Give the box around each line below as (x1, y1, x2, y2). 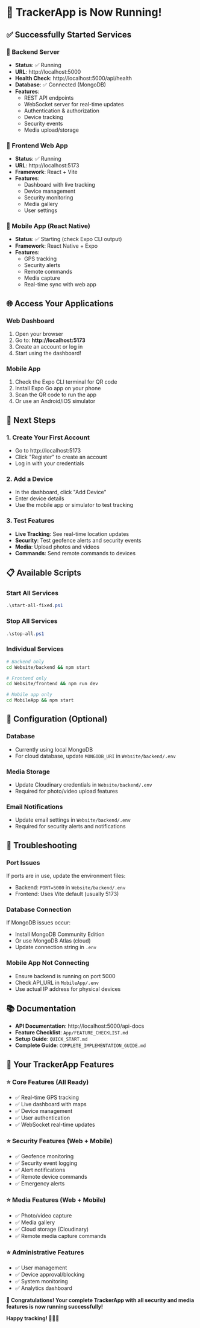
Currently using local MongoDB (14, 746, 93, 753)
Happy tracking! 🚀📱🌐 (6, 1314, 59, 1322)
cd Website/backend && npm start (6, 664, 90, 670)
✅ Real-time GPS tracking (14, 1094, 80, 1101)
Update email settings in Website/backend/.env (14, 816, 131, 824)
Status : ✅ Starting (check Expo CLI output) (14, 236, 122, 243)
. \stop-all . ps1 (6, 631, 45, 637)
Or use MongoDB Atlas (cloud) (14, 937, 92, 944)
